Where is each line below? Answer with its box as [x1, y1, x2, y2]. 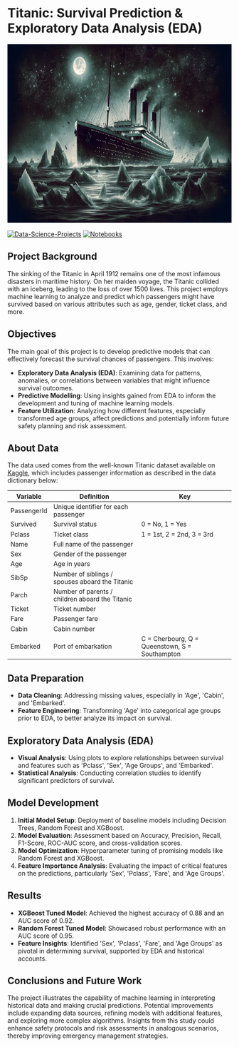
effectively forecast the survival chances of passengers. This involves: [7, 355, 215, 363]
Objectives [7, 328, 57, 340]
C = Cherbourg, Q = [141, 634, 199, 643]
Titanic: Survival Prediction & [7, 5, 184, 21]
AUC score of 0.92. [17, 916, 75, 925]
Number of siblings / [53, 570, 113, 578]
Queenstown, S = [141, 642, 192, 650]
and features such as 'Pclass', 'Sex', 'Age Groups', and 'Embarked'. [17, 762, 213, 769]
